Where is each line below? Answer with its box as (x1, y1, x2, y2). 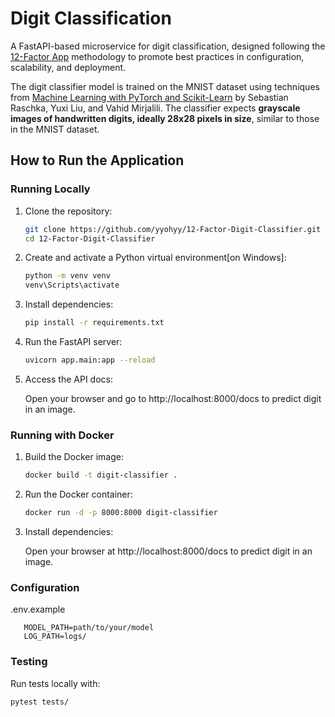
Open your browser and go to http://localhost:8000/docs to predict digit (24, 392, 322, 404)
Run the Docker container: (24, 488, 133, 501)
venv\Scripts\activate (24, 280, 120, 291)
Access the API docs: (24, 373, 113, 385)
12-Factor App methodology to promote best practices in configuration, (10, 50, 305, 62)
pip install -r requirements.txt (24, 318, 165, 328)
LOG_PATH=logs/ (23, 632, 87, 642)
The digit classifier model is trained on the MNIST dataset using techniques (10, 80, 320, 92)
